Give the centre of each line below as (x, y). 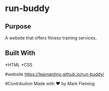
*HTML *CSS (19, 65)
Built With (20, 53)
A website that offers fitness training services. (51, 38)
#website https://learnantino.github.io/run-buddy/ (54, 74)
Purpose (18, 26)
